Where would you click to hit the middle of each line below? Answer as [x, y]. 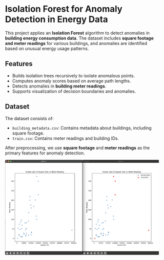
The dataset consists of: [29, 118]
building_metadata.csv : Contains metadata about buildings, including [82, 128]
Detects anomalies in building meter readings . [59, 86]
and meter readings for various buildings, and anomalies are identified [76, 43]
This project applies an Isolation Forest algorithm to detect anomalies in [77, 33]
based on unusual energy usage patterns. [47, 48]
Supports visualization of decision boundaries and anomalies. [74, 91]
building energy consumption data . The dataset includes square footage [79, 38]
